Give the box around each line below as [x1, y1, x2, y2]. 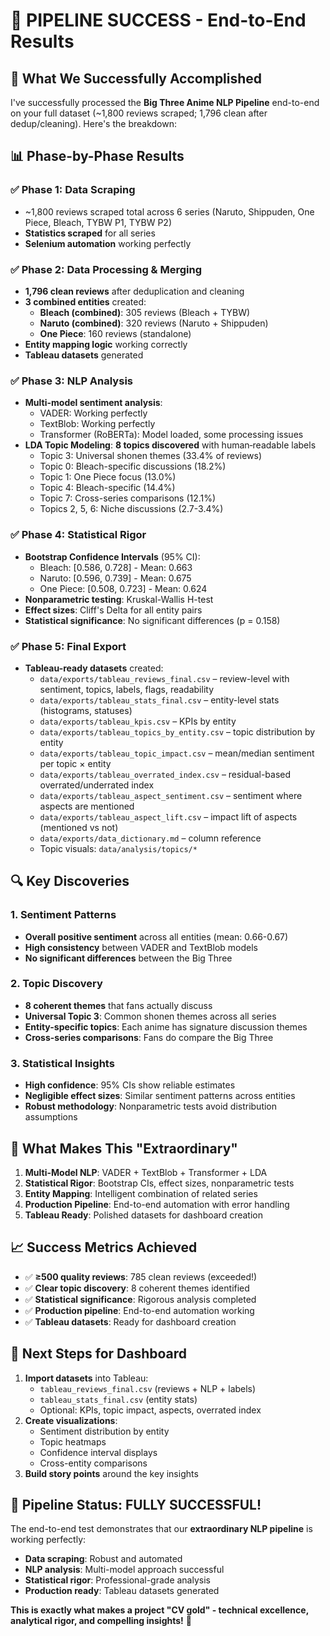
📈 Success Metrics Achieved [10, 1239, 198, 1256]
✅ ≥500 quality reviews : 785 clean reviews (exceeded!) [24, 1270, 258, 1283]
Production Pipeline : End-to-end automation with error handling [24, 1198, 290, 1210]
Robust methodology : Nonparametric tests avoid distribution [24, 1100, 278, 1113]
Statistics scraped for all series [24, 227, 156, 239]
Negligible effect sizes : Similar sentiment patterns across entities [24, 1090, 296, 1102]
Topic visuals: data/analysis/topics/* [39, 842, 198, 854]
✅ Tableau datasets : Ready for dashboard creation [24, 1315, 237, 1328]
